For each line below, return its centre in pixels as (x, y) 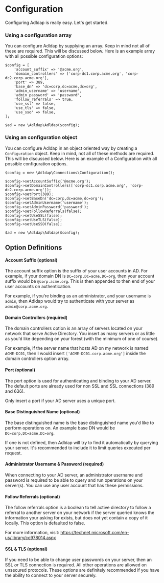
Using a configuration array (38, 35)
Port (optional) (20, 370)
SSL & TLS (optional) (26, 549)
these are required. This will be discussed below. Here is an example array (80, 51)
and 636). (15, 391)
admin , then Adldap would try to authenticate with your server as (70, 301)
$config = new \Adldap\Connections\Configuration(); (60, 173)
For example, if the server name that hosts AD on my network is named (77, 348)
